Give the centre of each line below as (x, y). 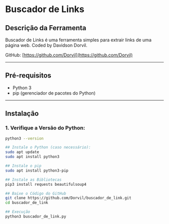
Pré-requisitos (28, 76)
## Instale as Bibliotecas (33, 180)
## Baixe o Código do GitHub (36, 193)
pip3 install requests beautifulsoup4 (46, 184)
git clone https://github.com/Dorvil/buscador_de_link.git (68, 198)
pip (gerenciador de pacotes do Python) (54, 93)
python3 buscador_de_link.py (36, 216)
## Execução (18, 212)
